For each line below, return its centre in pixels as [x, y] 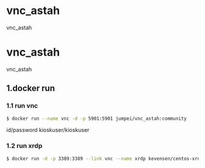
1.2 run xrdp [24, 146]
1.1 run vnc [22, 106]
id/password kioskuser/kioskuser [48, 130]
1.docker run [31, 88]
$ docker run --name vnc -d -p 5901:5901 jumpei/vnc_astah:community [97, 119]
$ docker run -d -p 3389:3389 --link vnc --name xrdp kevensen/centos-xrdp [105, 159]
